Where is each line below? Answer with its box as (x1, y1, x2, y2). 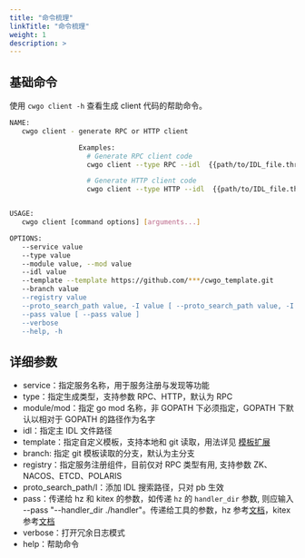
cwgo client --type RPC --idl (86, 160, 202, 169)
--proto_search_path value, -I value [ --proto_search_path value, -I (21, 301, 295, 310)
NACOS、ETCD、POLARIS (22, 471, 123, 482)
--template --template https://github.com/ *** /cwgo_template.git (21, 276, 274, 286)
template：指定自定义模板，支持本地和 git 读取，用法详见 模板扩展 (22, 436, 271, 447)
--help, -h (21, 327, 64, 336)
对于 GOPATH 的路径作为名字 (46, 414, 156, 425)
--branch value (21, 285, 79, 294)
